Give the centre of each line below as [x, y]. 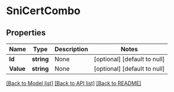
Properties [26, 33]
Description [71, 49]
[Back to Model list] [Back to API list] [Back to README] [74, 83]
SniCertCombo [43, 11]
